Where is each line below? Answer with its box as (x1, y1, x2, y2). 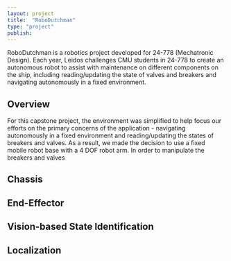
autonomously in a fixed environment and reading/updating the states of (7, 131, 214, 140)
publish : (7, 29, 33, 37)
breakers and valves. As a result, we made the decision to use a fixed (7, 139, 206, 147)
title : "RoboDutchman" (7, 17, 76, 24)
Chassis (7, 174, 43, 185)
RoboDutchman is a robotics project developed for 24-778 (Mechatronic (7, 49, 214, 57)
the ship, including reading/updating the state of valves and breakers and (7, 71, 217, 79)
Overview (7, 98, 51, 110)
